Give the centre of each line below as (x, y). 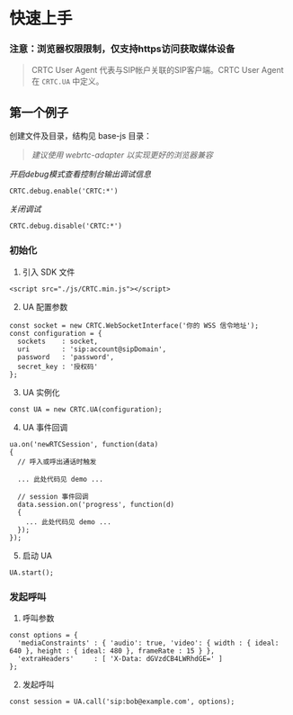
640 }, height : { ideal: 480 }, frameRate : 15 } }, (112, 651)
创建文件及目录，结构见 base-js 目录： (81, 136)
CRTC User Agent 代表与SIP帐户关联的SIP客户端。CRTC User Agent (158, 70)
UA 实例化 (41, 392)
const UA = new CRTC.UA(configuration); (86, 409)
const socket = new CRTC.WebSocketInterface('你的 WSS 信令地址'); (134, 325)
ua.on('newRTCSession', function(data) (84, 444)
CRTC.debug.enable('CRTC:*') (64, 191)
